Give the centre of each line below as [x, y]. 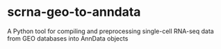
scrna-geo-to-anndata [74, 12]
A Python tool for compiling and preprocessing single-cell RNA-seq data [110, 31]
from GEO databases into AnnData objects [68, 38]
